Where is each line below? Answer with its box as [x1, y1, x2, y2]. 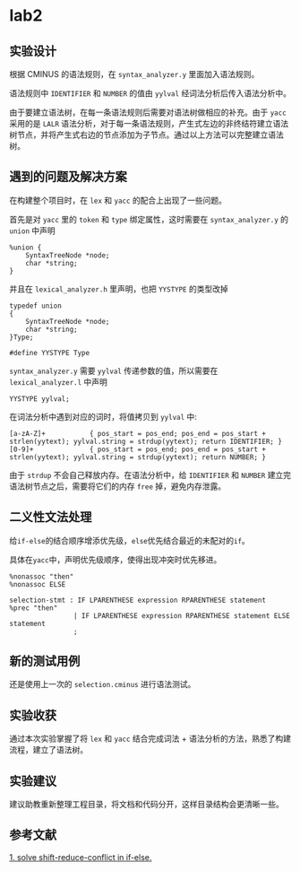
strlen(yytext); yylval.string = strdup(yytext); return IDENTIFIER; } [9, 437, 282, 446]
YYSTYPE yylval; [9, 394, 70, 404]
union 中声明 [9, 225, 56, 236]
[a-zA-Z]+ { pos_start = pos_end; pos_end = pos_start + [9, 429, 267, 438]
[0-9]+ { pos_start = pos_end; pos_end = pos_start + [9, 445, 267, 454]
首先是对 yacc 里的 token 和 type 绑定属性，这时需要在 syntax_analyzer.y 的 [9, 213, 289, 224]
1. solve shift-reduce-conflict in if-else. [9, 851, 152, 862]
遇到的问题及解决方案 [9, 170, 127, 185]
